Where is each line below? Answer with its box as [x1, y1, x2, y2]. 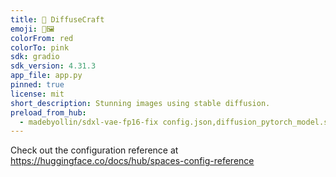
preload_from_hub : [10, 107, 87, 118]
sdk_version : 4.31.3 [10, 61, 97, 71]
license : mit [10, 89, 65, 99]
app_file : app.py [10, 71, 83, 81]
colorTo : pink [10, 42, 70, 53]
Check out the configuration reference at [10, 144, 179, 156]
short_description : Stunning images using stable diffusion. [10, 98, 271, 108]
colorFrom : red [10, 33, 74, 43]
